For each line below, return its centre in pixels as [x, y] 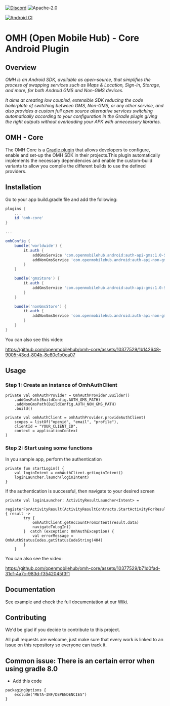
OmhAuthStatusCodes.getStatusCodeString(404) [54, 540]
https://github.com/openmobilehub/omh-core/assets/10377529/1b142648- [83, 349]
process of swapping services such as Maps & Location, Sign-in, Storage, [83, 85]
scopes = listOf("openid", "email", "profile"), [67, 422]
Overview [21, 68]
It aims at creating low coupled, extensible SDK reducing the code [74, 100]
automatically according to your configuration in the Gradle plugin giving [81, 116]
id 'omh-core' [29, 218]
